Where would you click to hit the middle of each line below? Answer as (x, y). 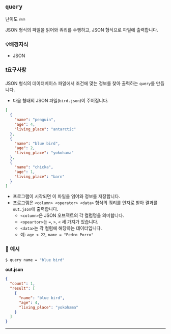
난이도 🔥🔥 (16, 19)
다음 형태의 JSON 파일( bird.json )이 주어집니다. (60, 101)
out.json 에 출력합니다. (35, 209)
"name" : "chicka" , (34, 167)
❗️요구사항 (16, 70)
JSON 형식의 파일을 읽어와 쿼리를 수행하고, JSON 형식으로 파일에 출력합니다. (82, 30)
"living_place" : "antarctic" (45, 129)
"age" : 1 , (25, 172)
